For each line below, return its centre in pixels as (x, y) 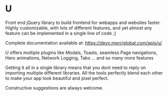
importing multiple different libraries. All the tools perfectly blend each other (84, 72)
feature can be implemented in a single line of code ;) (61, 33)
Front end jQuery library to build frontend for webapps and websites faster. (83, 22)
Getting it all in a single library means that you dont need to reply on (76, 67)
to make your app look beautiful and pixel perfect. (57, 78)
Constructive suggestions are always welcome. (54, 87)
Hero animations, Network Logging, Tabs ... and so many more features (79, 57)
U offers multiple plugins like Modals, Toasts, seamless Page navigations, (81, 52)
